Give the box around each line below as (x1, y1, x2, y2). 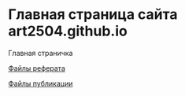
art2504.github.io (8, 22, 128, 40)
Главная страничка (8, 48, 73, 57)
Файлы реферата (8, 63, 65, 72)
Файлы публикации (8, 79, 73, 88)
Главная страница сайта (8, 6, 178, 24)
